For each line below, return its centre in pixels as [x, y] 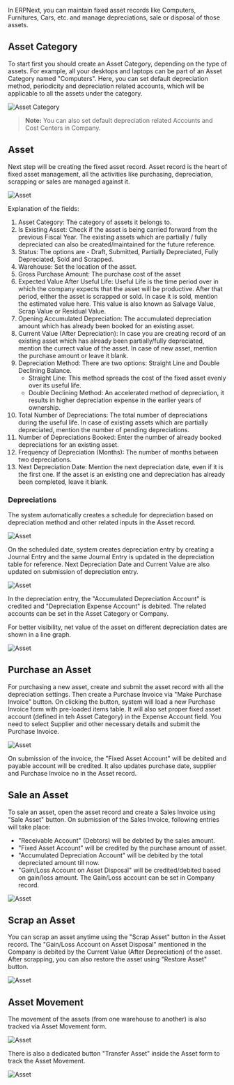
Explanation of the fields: [44, 208]
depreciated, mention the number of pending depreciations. [104, 429]
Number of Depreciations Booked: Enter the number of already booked [119, 437]
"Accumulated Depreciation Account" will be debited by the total [110, 855]
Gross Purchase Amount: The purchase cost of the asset [99, 274]
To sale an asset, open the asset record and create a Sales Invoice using [112, 812]
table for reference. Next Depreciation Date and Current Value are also [109, 564]
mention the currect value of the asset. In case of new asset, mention [117, 348]
